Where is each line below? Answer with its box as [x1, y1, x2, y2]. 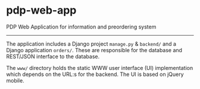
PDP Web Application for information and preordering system [6, 23, 157, 30]
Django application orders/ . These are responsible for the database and [6, 46, 183, 53]
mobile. [6, 77, 25, 84]
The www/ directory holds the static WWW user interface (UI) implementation [6, 64, 193, 71]
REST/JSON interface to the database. [6, 53, 100, 60]
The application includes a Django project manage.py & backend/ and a [6, 40, 177, 47]
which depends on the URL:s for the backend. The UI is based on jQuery [6, 71, 184, 78]
